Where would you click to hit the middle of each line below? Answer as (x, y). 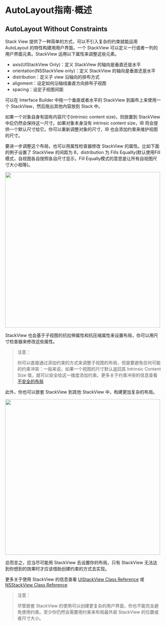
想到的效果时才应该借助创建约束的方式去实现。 (61, 569)
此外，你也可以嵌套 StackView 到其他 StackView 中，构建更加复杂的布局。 (81, 392)
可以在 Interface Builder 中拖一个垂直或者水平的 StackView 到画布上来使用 (81, 100)
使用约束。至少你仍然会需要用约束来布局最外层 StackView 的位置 (88, 612)
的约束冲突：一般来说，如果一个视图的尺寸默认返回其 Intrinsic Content (89, 369)
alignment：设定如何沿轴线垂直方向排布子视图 (59, 83)
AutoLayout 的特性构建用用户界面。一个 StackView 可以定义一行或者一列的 (82, 48)
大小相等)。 (21, 165)
